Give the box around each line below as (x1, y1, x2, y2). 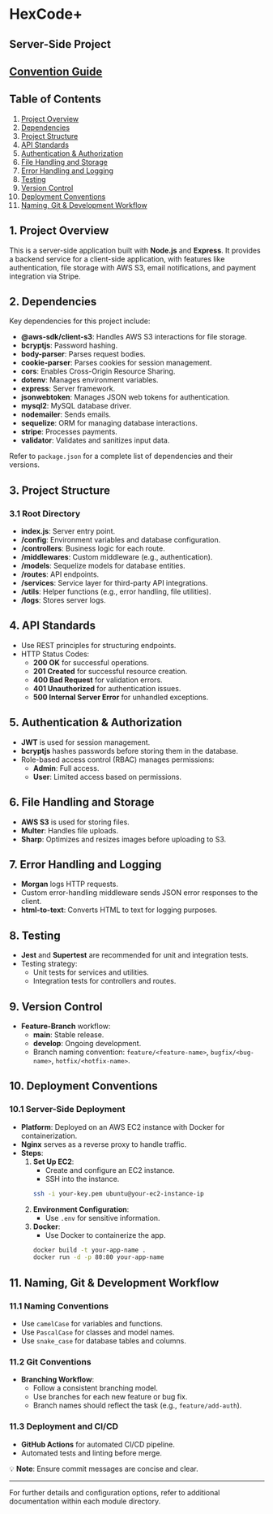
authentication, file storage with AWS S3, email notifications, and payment (9, 262, 256, 272)
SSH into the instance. (45, 1174, 120, 1183)
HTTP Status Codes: (20, 649, 90, 659)
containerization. (20, 1131, 78, 1140)
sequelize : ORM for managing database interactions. (20, 418, 198, 428)
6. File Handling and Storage (9, 795, 155, 809)
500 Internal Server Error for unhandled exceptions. (32, 692, 209, 702)
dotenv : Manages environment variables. (20, 375, 159, 385)
